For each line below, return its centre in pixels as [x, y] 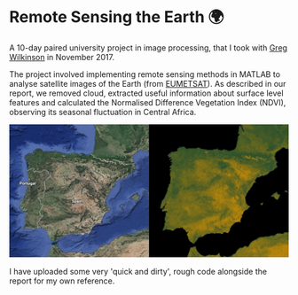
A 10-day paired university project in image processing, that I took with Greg [149, 47]
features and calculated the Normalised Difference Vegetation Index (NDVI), [148, 102]
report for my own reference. [62, 281]
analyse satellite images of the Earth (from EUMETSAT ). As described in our [148, 83]
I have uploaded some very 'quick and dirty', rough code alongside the [138, 272]
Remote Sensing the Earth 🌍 [117, 17]
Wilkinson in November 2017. [62, 57]
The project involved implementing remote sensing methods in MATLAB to [145, 74]
